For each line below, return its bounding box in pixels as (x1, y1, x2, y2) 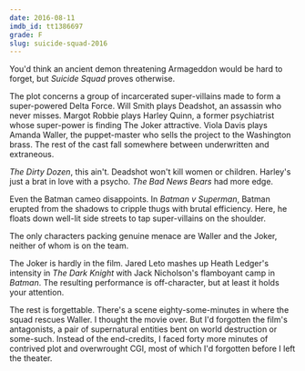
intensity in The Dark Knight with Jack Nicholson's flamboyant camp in (9, 267, 276, 278)
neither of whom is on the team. (9, 240, 129, 251)
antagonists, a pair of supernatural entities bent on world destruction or (9, 324, 278, 335)
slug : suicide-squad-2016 (9, 38, 107, 48)
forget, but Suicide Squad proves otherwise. (9, 74, 176, 85)
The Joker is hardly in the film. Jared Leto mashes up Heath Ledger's (9, 258, 269, 269)
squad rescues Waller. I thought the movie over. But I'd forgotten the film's (9, 315, 289, 326)
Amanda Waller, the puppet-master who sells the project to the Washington (9, 129, 291, 141)
